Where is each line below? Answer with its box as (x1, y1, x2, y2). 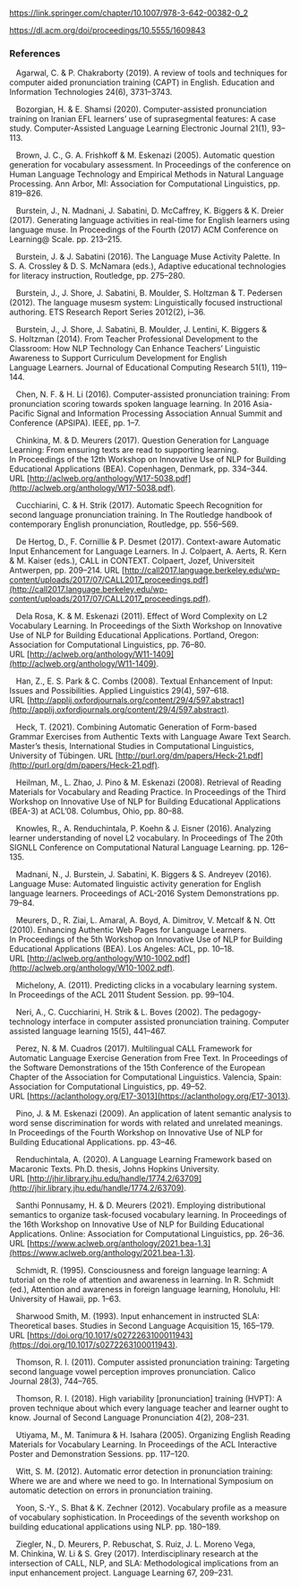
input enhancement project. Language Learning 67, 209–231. (9, 1567, 234, 1578)
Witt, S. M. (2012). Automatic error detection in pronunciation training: (15, 1466, 273, 1477)
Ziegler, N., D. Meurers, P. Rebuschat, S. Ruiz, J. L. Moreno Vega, (15, 1539, 256, 1549)
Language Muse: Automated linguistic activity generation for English (9, 878, 261, 890)
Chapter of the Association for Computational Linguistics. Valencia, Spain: (9, 1072, 282, 1082)
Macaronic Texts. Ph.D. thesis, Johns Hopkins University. (9, 1164, 220, 1175)
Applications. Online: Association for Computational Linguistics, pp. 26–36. (9, 1229, 285, 1239)
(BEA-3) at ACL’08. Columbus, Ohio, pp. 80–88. (9, 806, 184, 816)
